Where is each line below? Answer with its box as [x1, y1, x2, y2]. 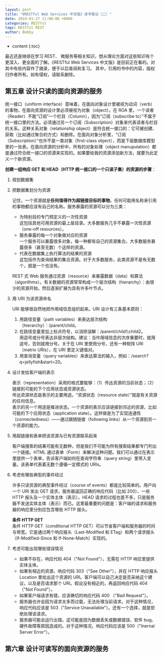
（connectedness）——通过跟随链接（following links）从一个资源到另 [12, 416, 153, 422]
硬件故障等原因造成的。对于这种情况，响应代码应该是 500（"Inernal [19, 623, 155, 629]
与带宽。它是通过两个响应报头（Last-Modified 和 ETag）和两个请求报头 [12, 529, 155, 535]
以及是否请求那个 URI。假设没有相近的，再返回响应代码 [28, 580, 138, 586]
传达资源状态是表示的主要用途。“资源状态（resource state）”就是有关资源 [12, 392, 158, 398]
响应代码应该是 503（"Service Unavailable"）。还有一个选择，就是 [19, 604, 151, 610]
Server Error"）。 [19, 629, 52, 635]
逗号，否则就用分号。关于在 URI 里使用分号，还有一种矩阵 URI [19, 340, 144, 346]
